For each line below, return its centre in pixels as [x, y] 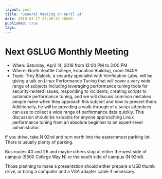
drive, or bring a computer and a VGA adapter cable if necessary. [70, 172]
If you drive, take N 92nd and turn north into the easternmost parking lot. [78, 137]
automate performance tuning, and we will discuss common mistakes [82, 97]
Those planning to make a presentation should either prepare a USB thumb [80, 166]
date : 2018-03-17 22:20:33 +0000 [39, 19]
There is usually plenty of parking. [39, 142]
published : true [21, 23]
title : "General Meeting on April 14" [44, 14]
